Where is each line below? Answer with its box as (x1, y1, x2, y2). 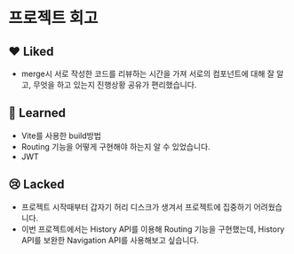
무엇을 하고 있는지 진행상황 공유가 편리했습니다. (33, 80, 197, 89)
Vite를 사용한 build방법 (20, 130, 101, 141)
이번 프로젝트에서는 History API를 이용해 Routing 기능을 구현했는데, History (20, 223, 285, 235)
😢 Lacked (8, 177, 65, 192)
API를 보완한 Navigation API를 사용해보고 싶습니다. (20, 235, 200, 245)
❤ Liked (8, 43, 54, 58)
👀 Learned (8, 105, 67, 120)
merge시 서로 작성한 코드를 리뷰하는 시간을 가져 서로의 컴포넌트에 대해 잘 (20, 68, 274, 79)
